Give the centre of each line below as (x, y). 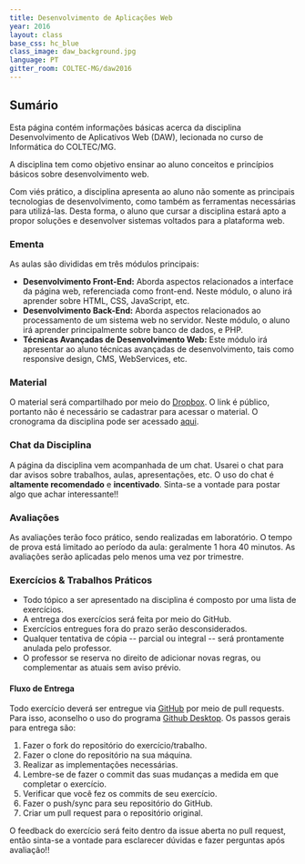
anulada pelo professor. (67, 648)
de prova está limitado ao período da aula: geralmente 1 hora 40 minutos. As (152, 547)
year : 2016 (30, 26)
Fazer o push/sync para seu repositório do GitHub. (117, 804)
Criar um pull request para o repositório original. (112, 813)
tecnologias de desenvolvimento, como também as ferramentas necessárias (152, 201)
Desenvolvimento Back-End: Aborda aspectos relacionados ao (142, 310)
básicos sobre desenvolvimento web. (80, 174)
